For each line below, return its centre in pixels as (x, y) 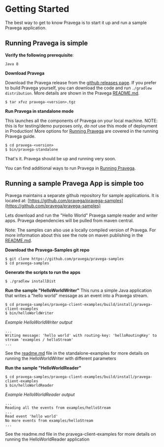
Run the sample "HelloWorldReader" (43, 368)
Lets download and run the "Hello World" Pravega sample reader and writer (82, 215)
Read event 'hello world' (31, 416)
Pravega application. (26, 27)
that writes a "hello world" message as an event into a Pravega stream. (77, 296)
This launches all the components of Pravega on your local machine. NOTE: (82, 121)
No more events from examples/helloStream (49, 421)
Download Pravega (25, 73)
